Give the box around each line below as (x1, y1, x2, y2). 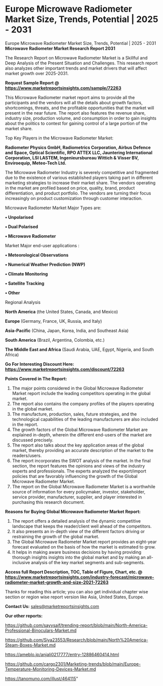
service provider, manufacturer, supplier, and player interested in (12, 494, 142, 500)
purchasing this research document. (12, 499, 85, 505)
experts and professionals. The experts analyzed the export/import (12, 468, 146, 474)
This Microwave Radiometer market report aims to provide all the (5, 94, 135, 100)
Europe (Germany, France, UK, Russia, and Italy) (5, 318, 102, 324)
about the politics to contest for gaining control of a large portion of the (5, 120, 148, 126)
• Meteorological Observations (5, 252, 69, 258)
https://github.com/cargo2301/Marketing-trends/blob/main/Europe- (5, 661, 141, 666)
